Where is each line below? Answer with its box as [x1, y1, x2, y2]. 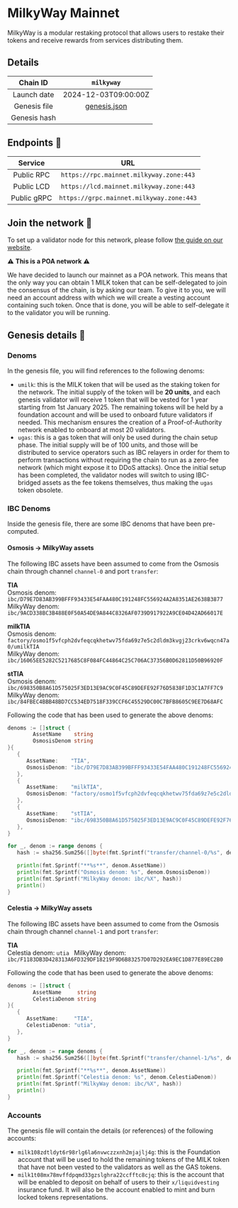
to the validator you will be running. [7, 309, 110, 317]
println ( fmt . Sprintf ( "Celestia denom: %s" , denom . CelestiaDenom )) [16, 1074, 217, 1081]
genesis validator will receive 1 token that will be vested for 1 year [17, 395, 208, 404]
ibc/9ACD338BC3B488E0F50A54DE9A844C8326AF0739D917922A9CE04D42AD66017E [7, 609, 223, 617]
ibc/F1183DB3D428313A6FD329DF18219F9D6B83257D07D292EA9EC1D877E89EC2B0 [7, 956, 223, 963]
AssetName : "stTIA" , [25, 810, 97, 817]
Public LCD [13, 181, 50, 191]
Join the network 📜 [7, 216, 93, 229]
